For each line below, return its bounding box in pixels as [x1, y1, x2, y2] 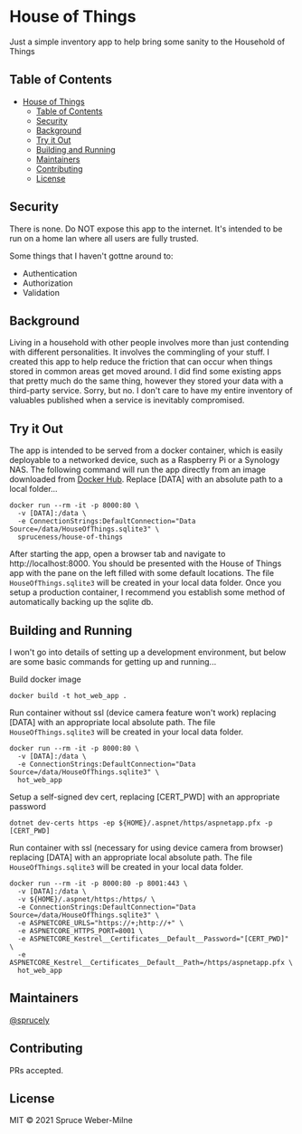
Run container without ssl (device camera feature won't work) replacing [9, 707, 277, 718]
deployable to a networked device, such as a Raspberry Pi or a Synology [9, 455, 280, 466]
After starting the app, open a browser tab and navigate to [9, 549, 226, 560]
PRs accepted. [9, 1064, 64, 1075]
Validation [22, 287, 61, 298]
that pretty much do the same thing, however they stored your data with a [9, 375, 284, 386]
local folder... [9, 484, 58, 495]
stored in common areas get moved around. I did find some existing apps [9, 366, 282, 377]
